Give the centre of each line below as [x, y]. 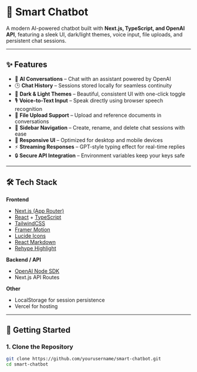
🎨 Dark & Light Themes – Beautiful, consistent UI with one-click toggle [100, 94]
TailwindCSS [30, 223]
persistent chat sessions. [36, 40]
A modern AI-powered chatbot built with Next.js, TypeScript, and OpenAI [96, 28]
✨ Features [27, 65]
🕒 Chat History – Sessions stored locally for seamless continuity [93, 85]
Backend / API [23, 259]
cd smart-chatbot [27, 364]
